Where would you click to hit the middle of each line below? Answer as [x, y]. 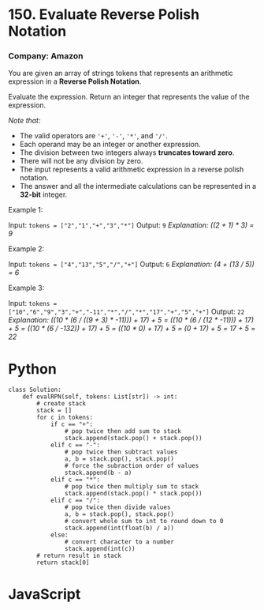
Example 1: [26, 210]
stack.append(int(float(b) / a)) [119, 528]
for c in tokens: [65, 418]
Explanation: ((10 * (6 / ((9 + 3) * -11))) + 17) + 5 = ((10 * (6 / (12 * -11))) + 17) [131, 320]
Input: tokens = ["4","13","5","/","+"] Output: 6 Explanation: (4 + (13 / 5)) [131, 264]
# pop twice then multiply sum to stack [132, 487]
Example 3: [26, 288]
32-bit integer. [43, 194]
